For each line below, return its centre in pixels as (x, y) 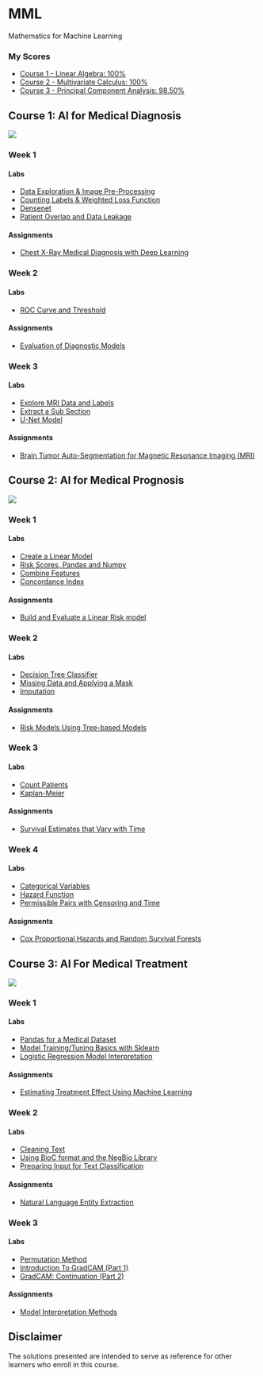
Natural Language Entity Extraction (76, 1202)
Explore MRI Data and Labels (67, 403)
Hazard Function (47, 894)
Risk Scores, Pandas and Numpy (73, 564)
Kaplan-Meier (42, 793)
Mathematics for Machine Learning (65, 36)
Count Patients (44, 784)
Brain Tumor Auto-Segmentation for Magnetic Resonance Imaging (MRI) (137, 456)
